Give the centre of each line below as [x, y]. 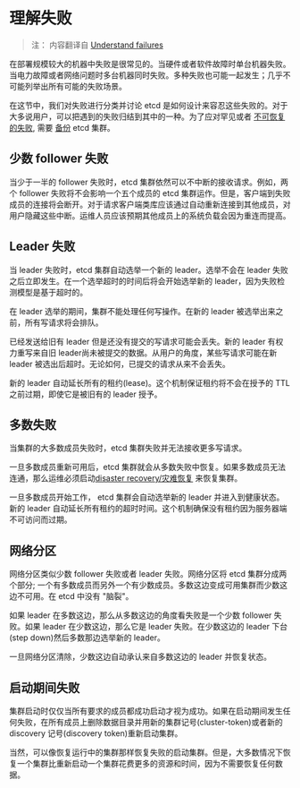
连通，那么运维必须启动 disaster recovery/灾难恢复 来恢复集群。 [126, 478]
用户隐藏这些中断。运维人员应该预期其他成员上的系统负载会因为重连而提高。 [150, 215]
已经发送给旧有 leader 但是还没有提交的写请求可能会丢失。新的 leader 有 [142, 341]
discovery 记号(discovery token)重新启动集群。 [96, 733]
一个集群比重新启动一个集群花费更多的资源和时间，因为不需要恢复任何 [146, 763]
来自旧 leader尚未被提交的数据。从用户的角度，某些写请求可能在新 [155, 352]
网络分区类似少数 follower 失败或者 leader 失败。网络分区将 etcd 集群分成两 [148, 574]
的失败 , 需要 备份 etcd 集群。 [62, 127]
